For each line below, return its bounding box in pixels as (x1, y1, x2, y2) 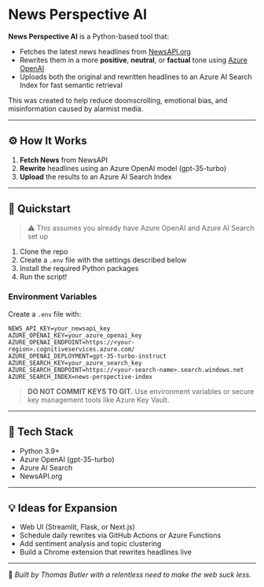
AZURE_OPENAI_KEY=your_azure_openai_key (8, 331, 143, 340)
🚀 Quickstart (8, 202, 71, 216)
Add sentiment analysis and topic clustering (19, 539, 162, 548)
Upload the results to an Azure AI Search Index (19, 172, 172, 181)
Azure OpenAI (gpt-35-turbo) (19, 455, 115, 464)
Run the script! (19, 272, 68, 281)
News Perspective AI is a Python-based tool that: (8, 32, 170, 41)
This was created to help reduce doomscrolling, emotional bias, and (8, 95, 228, 105)
